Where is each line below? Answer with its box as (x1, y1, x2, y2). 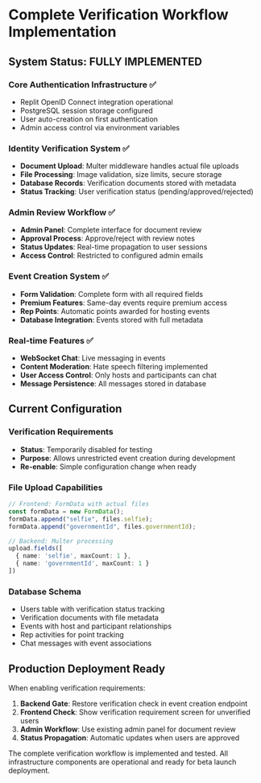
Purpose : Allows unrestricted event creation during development (19, 453, 236, 463)
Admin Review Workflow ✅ (8, 207, 116, 218)
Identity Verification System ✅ (8, 142, 130, 154)
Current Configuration (8, 402, 122, 416)
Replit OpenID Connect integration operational (19, 97, 173, 106)
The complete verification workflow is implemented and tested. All (8, 748, 228, 758)
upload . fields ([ (8, 545, 63, 553)
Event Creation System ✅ (8, 271, 110, 282)
